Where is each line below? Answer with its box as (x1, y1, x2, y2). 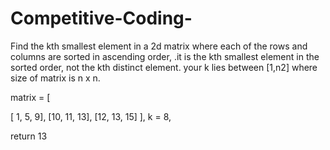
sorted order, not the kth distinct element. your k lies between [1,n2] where (10, 61, 318, 73)
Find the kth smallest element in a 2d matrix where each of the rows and (10, 40, 308, 52)
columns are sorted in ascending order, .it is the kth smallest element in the (10, 50, 320, 62)
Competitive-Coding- (10, 7, 193, 30)
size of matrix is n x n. (10, 72, 101, 84)
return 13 (10, 130, 48, 142)
